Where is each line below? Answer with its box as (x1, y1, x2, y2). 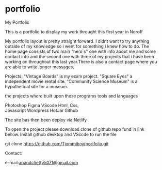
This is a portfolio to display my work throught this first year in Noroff (5, 29, 143, 34)
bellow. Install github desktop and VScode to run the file (5, 131, 117, 137)
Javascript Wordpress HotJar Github (5, 108, 79, 113)
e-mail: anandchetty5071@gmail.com (5, 159, 79, 165)
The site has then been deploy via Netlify (5, 117, 87, 123)
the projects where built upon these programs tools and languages (5, 93, 138, 99)
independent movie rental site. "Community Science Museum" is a (5, 78, 138, 84)
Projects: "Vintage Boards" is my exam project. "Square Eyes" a (5, 73, 132, 79)
